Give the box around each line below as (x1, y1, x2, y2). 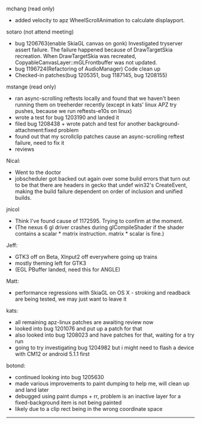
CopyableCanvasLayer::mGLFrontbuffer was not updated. (14, 59, 157, 66)
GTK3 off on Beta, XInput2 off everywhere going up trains (14, 254, 157, 260)
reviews (14, 146, 35, 152)
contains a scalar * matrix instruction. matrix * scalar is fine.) (14, 230, 165, 237)
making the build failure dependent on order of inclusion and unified (14, 188, 183, 195)
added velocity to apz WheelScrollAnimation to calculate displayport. (14, 17, 185, 23)
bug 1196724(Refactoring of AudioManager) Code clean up (14, 65, 160, 72)
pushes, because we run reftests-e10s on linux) (14, 108, 132, 114)
